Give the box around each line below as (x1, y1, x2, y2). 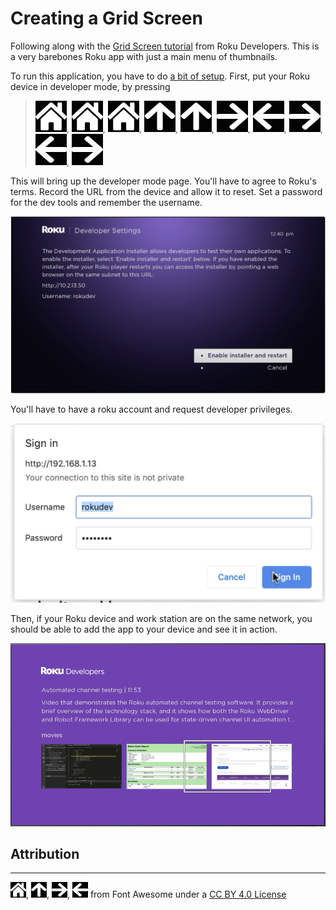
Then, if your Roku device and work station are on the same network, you (10, 613, 313, 625)
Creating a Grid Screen (10, 7, 203, 30)
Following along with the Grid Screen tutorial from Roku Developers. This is (10, 40, 320, 52)
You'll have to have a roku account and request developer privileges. (10, 403, 293, 415)
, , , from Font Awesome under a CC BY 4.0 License (26, 888, 287, 901)
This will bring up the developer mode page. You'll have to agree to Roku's (10, 175, 317, 187)
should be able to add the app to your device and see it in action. (10, 623, 278, 636)
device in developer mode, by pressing (10, 80, 171, 92)
